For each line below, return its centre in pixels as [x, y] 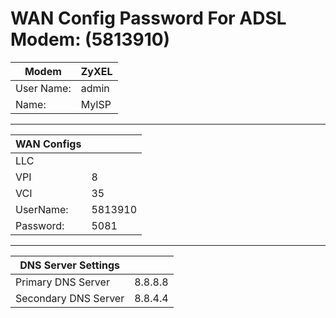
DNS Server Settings [70, 265]
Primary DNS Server [62, 282]
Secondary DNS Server [70, 298]
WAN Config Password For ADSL [148, 18]
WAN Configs [48, 144]
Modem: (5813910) [90, 39]
